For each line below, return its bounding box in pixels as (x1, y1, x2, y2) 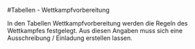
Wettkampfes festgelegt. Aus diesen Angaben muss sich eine (7, 27, 183, 35)
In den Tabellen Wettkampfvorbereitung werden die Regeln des (7, 19, 188, 27)
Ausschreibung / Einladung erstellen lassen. (7, 34, 133, 42)
